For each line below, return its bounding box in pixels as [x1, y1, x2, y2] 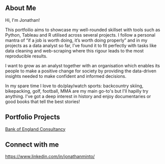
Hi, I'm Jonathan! [5, 17, 40, 23]
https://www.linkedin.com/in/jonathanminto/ [5, 154, 95, 160]
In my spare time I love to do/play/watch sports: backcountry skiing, [5, 83, 144, 89]
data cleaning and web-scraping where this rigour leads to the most [5, 48, 144, 54]
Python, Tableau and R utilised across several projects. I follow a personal [5, 32, 156, 38]
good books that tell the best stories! [5, 99, 80, 105]
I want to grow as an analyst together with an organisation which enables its [5, 62, 160, 68]
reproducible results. [5, 53, 48, 59]
